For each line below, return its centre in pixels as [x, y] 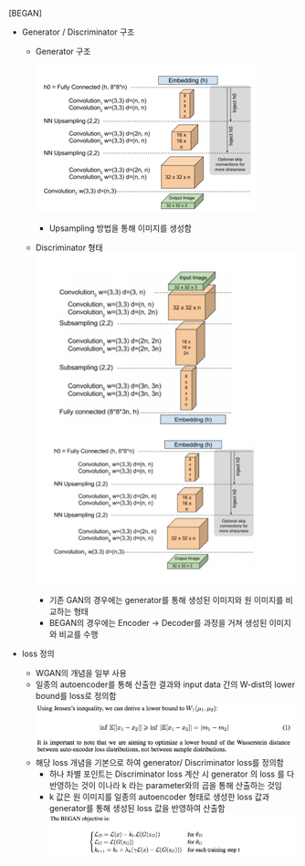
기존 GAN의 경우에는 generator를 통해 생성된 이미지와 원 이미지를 [166, 600]
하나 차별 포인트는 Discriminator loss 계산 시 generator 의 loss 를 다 [172, 774]
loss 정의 [38, 654]
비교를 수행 [79, 634]
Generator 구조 [63, 51]
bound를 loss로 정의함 [76, 696]
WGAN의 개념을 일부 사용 [81, 673]
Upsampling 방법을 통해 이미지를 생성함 [121, 228]
